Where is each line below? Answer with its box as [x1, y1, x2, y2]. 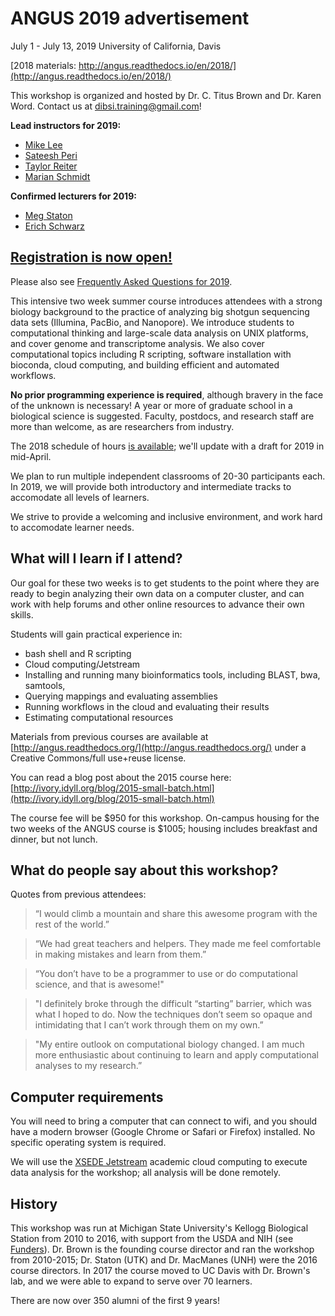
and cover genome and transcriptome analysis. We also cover [10, 337, 265, 349]
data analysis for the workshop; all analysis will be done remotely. [10, 1167, 282, 1179]
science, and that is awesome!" [34, 978, 165, 991]
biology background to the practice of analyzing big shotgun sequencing [10, 305, 310, 317]
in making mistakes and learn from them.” [34, 948, 207, 961]
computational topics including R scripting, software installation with [10, 348, 292, 360]
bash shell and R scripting [24, 647, 132, 659]
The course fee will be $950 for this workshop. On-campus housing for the [10, 812, 320, 824]
